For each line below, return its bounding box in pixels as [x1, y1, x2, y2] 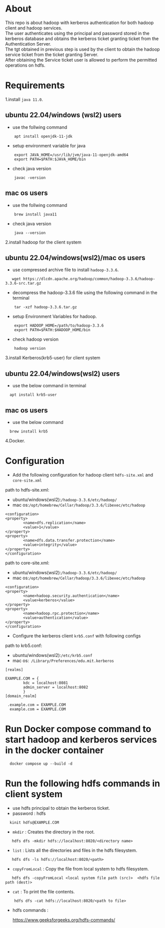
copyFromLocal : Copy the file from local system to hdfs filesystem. [12, 865, 149, 872]
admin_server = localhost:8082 [23, 684, 88, 689]
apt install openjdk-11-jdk [14, 134, 72, 139]
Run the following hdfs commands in [5, 778, 160, 789]
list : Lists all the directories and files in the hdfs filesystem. [12, 847, 137, 853]
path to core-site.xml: [5, 560, 49, 566]
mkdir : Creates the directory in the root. [12, 829, 95, 835]
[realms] [5, 667, 23, 672]
